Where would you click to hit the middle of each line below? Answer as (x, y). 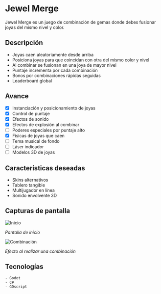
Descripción (24, 43)
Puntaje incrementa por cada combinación (55, 70)
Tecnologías (24, 267)
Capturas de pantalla (37, 211)
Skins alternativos (30, 180)
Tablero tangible (29, 185)
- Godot (13, 278)
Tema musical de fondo (36, 141)
